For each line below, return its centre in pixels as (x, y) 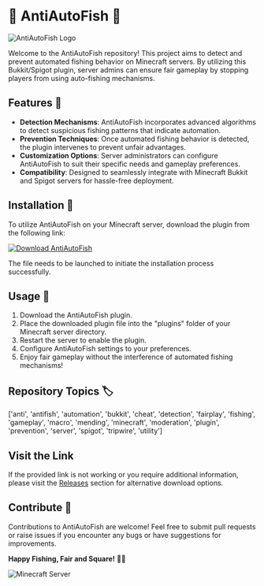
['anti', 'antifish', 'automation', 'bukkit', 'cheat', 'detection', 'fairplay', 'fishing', (132, 414)
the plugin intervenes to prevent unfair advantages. (103, 147)
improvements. (32, 543)
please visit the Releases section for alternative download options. (116, 483)
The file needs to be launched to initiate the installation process (111, 263)
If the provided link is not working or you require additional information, (123, 475)
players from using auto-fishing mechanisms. (82, 78)
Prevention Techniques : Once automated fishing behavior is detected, (134, 139)
